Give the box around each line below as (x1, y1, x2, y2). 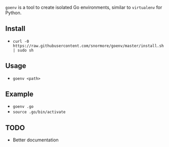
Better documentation (12, 137, 59, 143)
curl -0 (12, 39, 29, 44)
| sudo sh (12, 48, 34, 53)
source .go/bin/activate (12, 109, 66, 115)
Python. (5, 10, 22, 16)
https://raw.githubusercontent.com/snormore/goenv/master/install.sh (12, 43, 164, 48)
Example (5, 90, 34, 99)
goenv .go (12, 104, 34, 109)
